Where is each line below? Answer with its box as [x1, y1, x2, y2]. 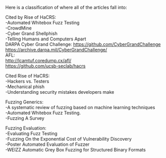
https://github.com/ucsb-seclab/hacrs [5, 63, 86, 69]
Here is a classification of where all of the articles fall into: [5, 5, 127, 10]
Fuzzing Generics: [5, 99, 43, 105]
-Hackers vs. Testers [5, 78, 50, 84]
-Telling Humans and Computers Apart [5, 36, 86, 42]
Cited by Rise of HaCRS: [5, 14, 56, 20]
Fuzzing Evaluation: [5, 125, 46, 131]
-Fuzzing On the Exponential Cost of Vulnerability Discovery [5, 136, 132, 142]
